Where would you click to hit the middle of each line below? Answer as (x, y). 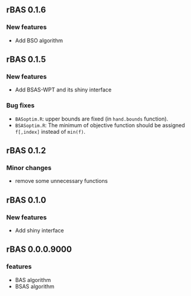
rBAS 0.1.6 (26, 10)
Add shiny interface (40, 231)
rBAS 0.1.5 (26, 60)
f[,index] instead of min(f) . (50, 131)
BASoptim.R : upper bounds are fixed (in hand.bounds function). (92, 119)
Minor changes (29, 168)
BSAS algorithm (34, 286)
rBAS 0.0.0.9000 (39, 250)
